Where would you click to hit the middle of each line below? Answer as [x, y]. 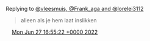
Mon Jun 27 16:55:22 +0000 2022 [55, 32]
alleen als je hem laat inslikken [59, 20]
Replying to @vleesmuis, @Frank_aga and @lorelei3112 [75, 9]
